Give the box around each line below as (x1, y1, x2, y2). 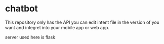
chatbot (5, 3, 38, 14)
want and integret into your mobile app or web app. (5, 24, 110, 30)
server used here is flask (5, 34, 56, 40)
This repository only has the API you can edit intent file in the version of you (5, 19, 160, 25)
